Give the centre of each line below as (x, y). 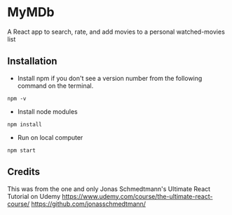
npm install (25, 124)
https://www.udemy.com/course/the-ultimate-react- (137, 196)
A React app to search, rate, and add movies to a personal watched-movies (116, 32)
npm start (22, 150)
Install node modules (48, 111)
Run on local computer (50, 137)
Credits (24, 172)
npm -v (17, 98)
